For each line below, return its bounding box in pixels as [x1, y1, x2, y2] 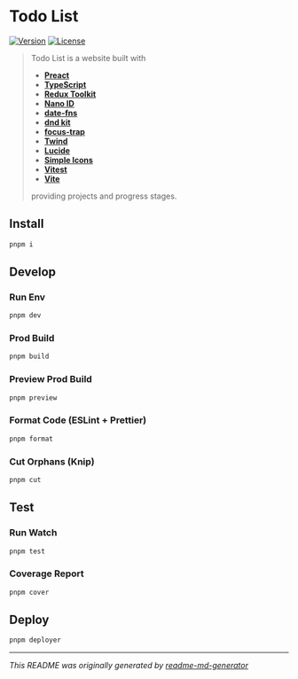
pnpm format [9, 434, 53, 443]
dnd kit [43, 117, 71, 128]
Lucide [43, 144, 71, 156]
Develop [9, 264, 56, 280]
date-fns [43, 107, 78, 118]
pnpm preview [9, 393, 58, 402]
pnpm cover [9, 588, 50, 597]
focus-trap [43, 126, 86, 137]
